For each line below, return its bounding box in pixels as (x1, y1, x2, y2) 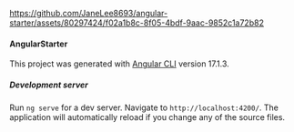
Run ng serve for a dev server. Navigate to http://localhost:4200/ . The (9, 102, 279, 113)
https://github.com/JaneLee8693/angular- (9, 8, 168, 18)
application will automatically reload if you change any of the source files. (9, 112, 285, 123)
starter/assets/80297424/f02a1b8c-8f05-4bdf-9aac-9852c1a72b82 (9, 17, 264, 28)
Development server (9, 79, 89, 90)
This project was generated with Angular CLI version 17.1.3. (9, 58, 229, 69)
